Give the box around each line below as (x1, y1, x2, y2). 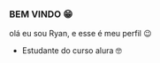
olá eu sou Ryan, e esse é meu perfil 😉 (9, 28, 152, 39)
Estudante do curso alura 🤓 (21, 45, 122, 56)
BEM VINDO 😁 (9, 8, 73, 20)
